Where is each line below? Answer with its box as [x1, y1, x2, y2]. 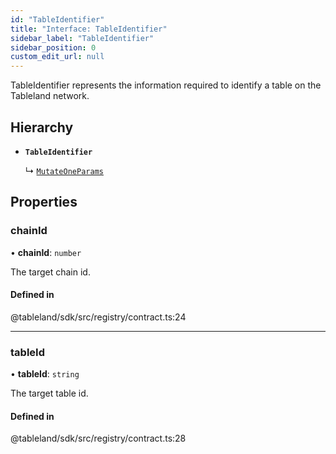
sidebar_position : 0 [10, 42, 97, 53]
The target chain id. [10, 266, 91, 278]
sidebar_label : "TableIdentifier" [10, 33, 155, 43]
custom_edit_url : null [10, 52, 105, 62]
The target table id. [10, 387, 89, 400]
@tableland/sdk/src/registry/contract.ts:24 [10, 311, 187, 323]
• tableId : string [10, 368, 80, 380]
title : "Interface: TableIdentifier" [10, 24, 168, 34]
